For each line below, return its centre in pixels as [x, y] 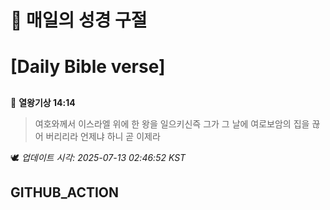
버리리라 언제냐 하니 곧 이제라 [103, 136]
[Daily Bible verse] [88, 67]
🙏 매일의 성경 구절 [79, 20]
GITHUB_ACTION [65, 192]
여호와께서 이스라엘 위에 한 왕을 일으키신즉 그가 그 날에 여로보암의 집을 [172, 123]
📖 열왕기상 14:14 [43, 102]
